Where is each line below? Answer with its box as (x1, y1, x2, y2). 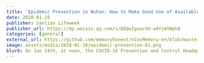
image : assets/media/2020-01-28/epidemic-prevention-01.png (6, 43, 162, 49)
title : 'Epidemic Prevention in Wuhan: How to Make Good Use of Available (6, 8, 200, 15)
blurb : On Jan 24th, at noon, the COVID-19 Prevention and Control (6, 48, 181, 54)
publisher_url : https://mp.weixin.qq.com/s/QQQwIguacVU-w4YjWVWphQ (6, 25, 181, 32)
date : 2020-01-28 (6, 14, 50, 20)
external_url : (6, 37, 42, 43)
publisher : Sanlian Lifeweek (6, 20, 80, 26)
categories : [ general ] (6, 31, 64, 37)
